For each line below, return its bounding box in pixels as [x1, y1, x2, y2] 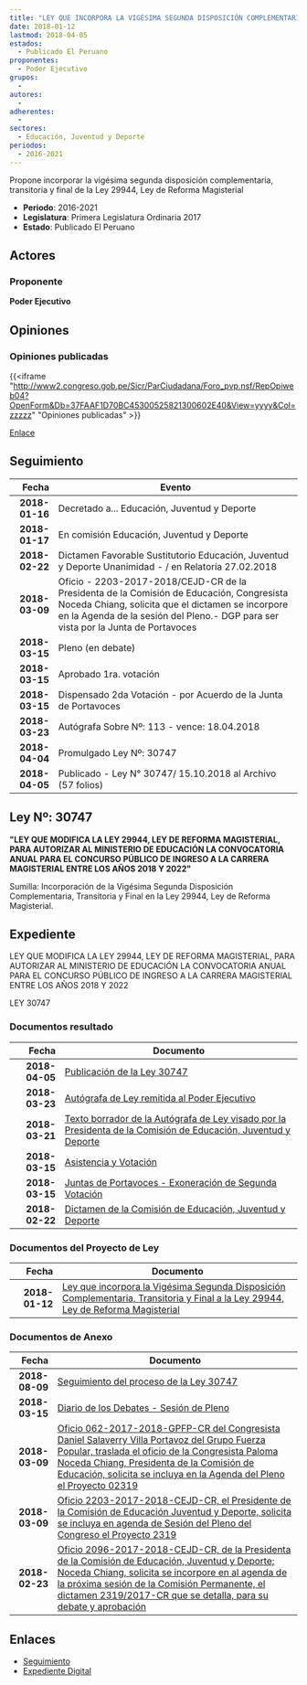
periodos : [9, 141, 48, 150]
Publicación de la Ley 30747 [64, 1065, 189, 1078]
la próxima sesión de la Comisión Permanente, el [57, 1578, 266, 1591]
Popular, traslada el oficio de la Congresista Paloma [57, 1445, 279, 1458]
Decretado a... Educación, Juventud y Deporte [58, 502, 257, 515]
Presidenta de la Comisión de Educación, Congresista [58, 586, 289, 599]
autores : [9, 90, 43, 99]
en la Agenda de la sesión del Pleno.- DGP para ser [58, 609, 280, 622]
